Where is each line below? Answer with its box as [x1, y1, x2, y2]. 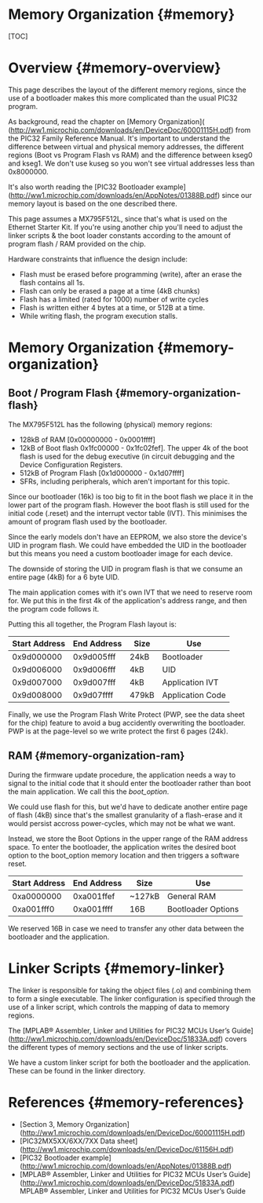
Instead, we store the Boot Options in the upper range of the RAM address [8, 834, 249, 843]
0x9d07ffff [73, 689, 114, 700]
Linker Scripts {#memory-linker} [8, 960, 225, 977]
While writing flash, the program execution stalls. [19, 311, 178, 320]
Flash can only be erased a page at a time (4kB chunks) [19, 286, 200, 295]
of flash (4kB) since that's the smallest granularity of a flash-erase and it [8, 810, 243, 820]
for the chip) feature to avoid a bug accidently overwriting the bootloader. [8, 718, 246, 727]
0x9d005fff [73, 651, 116, 662]
